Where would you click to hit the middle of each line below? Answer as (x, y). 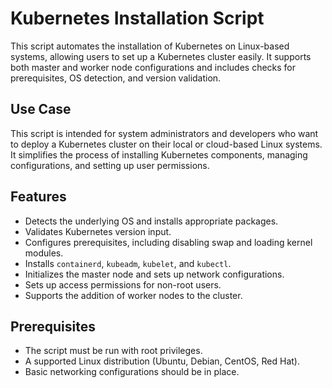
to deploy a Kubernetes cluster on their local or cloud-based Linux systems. (166, 144)
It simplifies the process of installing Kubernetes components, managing (159, 154)
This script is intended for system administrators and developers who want (164, 133)
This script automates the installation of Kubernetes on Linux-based (150, 46)
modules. (44, 253)
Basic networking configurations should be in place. (132, 372)
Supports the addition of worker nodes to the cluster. (133, 295)
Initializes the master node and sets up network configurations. (154, 274)
